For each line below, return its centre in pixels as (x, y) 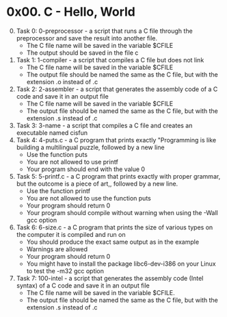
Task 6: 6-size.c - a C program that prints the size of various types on (115, 227)
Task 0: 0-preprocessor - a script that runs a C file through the (104, 31)
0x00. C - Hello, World (71, 12)
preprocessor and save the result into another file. (87, 38)
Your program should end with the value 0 (85, 169)
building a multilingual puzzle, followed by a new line (90, 147)
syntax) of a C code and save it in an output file (83, 286)
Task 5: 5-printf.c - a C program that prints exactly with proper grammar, (118, 176)
